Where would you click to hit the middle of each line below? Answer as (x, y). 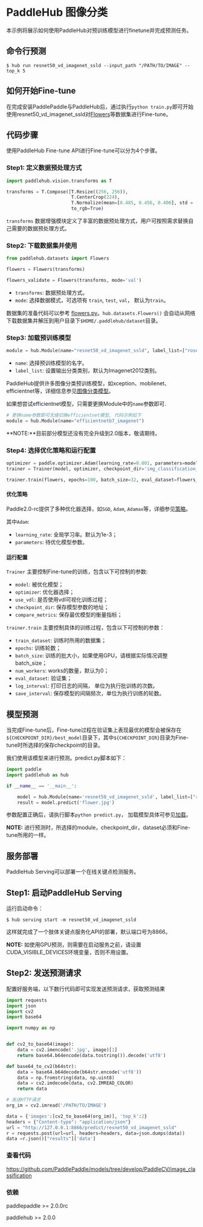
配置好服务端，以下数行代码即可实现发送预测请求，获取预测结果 (85, 989)
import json (21, 1006)
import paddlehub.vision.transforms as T (59, 181)
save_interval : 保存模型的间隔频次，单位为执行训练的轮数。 (90, 694)
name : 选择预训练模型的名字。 (51, 363)
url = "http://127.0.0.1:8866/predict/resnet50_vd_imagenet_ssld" (92, 1128)
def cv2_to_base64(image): (40, 1044)
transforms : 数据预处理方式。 (51, 292)
